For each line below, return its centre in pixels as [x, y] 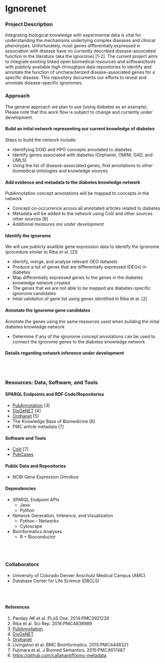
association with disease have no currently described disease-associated [80, 51]
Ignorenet [26, 9]
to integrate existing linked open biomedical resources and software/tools [81, 62]
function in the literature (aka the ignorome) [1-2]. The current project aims [82, 56]
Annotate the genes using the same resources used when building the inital [82, 321]
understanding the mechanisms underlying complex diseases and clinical [80, 40]
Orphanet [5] [26, 416]
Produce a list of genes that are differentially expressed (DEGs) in [79, 267]
